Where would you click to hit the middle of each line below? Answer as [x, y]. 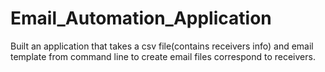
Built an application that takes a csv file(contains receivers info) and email [162, 46]
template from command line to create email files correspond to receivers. [163, 56]
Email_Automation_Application [141, 18]
